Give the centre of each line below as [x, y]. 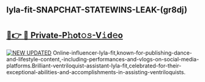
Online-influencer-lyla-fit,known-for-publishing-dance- [123, 53]
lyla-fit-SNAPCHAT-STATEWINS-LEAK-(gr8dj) [97, 10]
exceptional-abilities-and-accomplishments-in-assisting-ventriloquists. [96, 72]
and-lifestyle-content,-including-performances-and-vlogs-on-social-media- [103, 59]
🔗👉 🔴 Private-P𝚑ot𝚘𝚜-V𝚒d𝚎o [65, 35]
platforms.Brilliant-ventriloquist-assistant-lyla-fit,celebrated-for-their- [94, 66]
